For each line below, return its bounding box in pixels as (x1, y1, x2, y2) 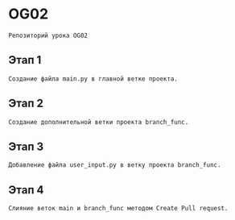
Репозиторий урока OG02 (8, 31, 89, 39)
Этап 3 (8, 139, 44, 153)
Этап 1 (8, 53, 42, 67)
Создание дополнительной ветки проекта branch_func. (8, 118, 189, 126)
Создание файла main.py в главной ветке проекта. (8, 74, 179, 83)
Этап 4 (8, 183, 44, 197)
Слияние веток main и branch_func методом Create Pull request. (8, 205, 229, 213)
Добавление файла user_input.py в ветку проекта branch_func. (8, 161, 221, 169)
